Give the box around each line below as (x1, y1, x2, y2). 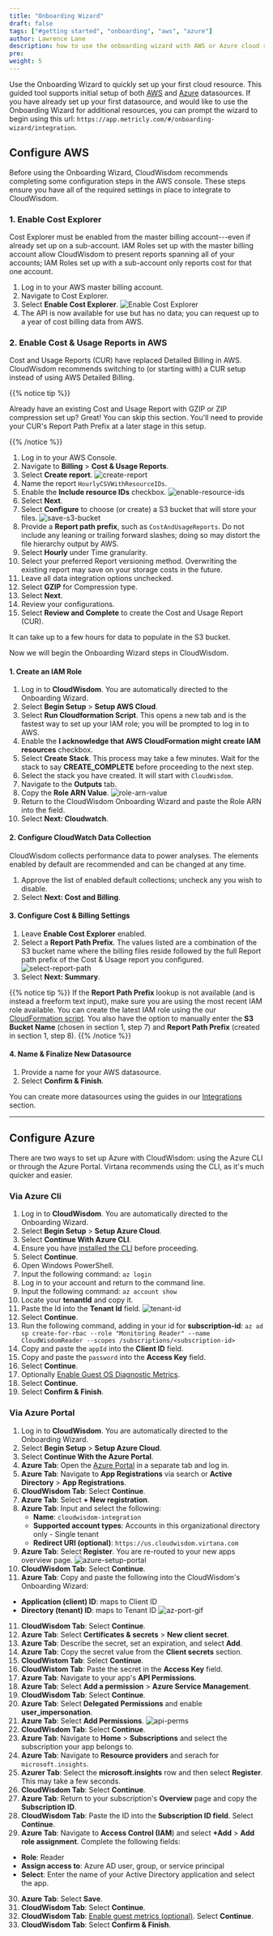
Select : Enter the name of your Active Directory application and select (20, 1869, 255, 1879)
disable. (20, 884, 48, 893)
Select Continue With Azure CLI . (20, 1235, 132, 1245)
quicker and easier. (9, 1170, 74, 1180)
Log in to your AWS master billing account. (20, 282, 164, 292)
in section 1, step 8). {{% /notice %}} (9, 1030, 132, 1040)
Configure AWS (9, 146, 90, 160)
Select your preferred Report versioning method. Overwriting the (20, 557, 237, 566)
